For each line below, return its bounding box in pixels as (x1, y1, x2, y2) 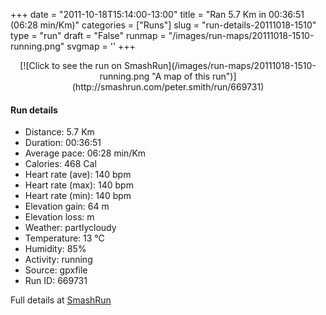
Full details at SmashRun (10, 294, 112, 306)
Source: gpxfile (24, 264, 88, 276)
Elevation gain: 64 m (24, 200, 110, 213)
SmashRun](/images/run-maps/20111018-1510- (123, 60, 317, 71)
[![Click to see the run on (19, 60, 123, 71)
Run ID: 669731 (24, 275, 88, 287)
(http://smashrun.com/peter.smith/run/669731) (71, 81, 265, 93)
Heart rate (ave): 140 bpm (24, 169, 132, 181)
